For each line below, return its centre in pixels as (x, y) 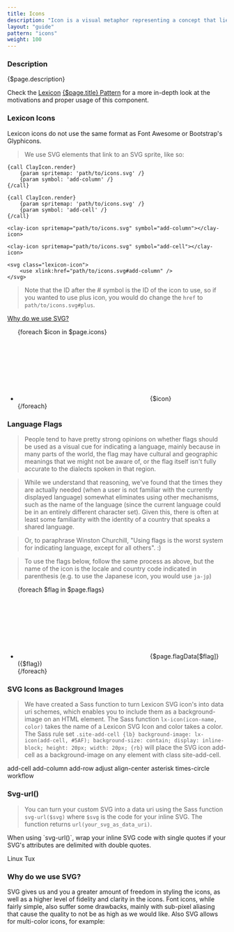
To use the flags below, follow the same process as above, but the (119, 562)
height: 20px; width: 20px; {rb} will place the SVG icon (128, 748)
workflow (21, 776)
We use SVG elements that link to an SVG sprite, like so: (104, 154)
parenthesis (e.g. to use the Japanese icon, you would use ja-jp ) (118, 576)
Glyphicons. (24, 141)
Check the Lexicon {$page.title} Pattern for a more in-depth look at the (109, 93)
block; (34, 748)
